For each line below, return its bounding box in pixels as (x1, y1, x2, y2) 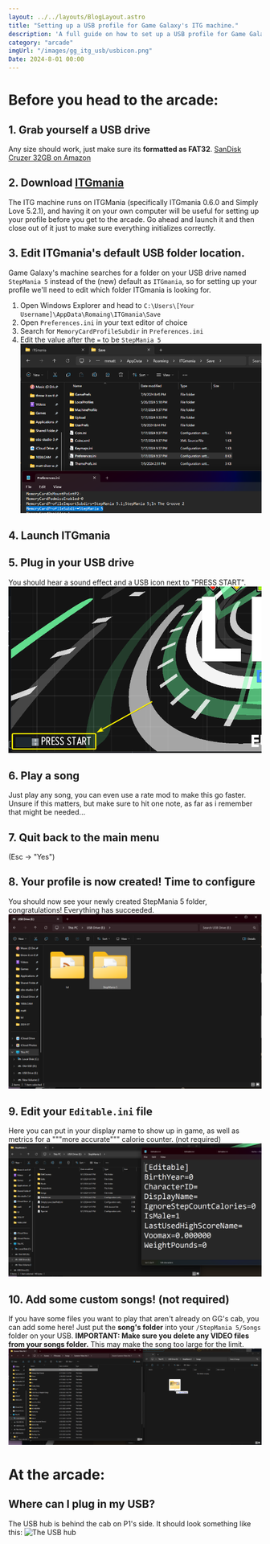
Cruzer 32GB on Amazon (8, 153, 91, 162)
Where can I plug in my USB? (8, 1497, 155, 1511)
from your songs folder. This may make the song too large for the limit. (8, 1340, 244, 1349)
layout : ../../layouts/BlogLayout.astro (8, 13, 146, 21)
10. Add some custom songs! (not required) (8, 1292, 230, 1306)
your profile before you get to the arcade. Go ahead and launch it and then (8, 214, 255, 224)
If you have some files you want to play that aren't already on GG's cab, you (8, 1314, 260, 1324)
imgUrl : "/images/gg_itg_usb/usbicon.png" (8, 47, 153, 55)
